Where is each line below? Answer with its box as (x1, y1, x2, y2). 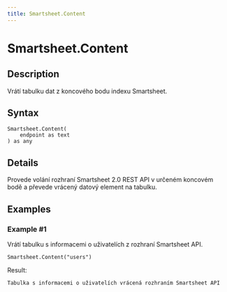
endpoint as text (20, 132, 71, 139)
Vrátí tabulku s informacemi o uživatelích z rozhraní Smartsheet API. (7, 239, 203, 249)
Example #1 (7, 224, 47, 234)
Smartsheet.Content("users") (7, 253, 92, 260)
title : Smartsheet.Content (7, 10, 86, 18)
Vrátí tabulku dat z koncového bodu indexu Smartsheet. (7, 87, 168, 95)
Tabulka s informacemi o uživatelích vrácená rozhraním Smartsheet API (7, 279, 220, 286)
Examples (7, 203, 51, 215)
